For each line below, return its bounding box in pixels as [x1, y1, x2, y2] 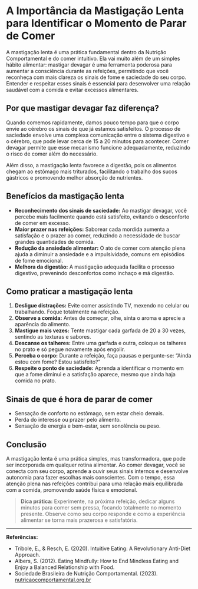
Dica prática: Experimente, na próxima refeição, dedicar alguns [20, 498, 175, 505]
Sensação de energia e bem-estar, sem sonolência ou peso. [14, 422, 161, 429]
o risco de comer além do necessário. [6, 150, 98, 157]
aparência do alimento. [14, 321, 71, 328]
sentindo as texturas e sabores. [14, 333, 91, 340]
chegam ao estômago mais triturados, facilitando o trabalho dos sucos [6, 168, 178, 175]
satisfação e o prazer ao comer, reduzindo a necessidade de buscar [14, 231, 181, 239]
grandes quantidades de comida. [14, 238, 95, 245]
